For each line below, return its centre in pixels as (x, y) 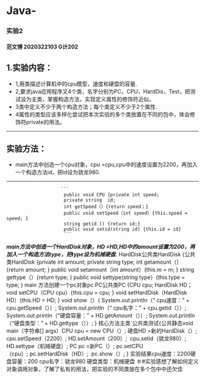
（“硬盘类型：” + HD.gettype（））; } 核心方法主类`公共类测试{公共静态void (100, 323)
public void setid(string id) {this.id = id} (123, 229)
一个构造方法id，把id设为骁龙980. (58, 172)
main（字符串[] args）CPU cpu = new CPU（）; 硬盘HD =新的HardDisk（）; (102, 331)
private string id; (90, 200)
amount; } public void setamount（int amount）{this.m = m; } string (110, 270)
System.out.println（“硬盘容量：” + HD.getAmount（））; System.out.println (101, 316)
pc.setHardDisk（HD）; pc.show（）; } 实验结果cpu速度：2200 (110, 354)
